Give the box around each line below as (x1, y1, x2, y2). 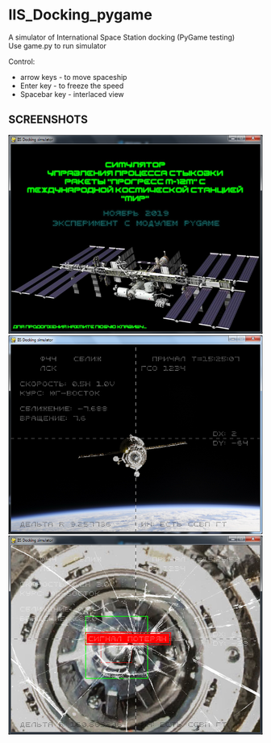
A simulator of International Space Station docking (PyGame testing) (8, 32, 236, 42)
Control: (8, 57, 35, 66)
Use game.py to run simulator (8, 40, 107, 50)
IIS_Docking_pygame (8, 6, 153, 24)
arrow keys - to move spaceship (19, 72, 127, 82)
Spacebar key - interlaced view (19, 89, 125, 99)
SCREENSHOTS (8, 113, 89, 127)
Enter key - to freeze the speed (19, 81, 124, 90)
